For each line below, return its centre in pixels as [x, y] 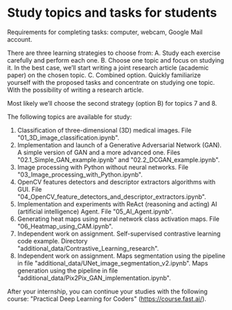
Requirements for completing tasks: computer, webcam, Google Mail [105, 32]
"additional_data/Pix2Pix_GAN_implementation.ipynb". [94, 278]
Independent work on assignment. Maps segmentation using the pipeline [121, 256]
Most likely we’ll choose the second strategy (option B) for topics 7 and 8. [112, 103]
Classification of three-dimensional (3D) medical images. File [104, 130]
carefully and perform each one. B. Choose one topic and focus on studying [116, 60]
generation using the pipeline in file [68, 270]
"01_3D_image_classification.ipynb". [68, 138]
